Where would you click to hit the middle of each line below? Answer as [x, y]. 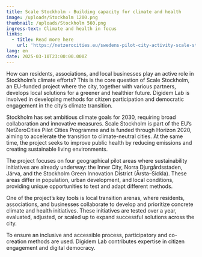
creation [17, 241]
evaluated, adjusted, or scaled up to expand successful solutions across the [100, 217]
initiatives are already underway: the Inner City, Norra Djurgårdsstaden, [94, 167]
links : [14, 34]
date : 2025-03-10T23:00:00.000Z [47, 56]
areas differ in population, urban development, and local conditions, [90, 180]
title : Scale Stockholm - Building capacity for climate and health [94, 12]
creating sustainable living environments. [57, 149]
